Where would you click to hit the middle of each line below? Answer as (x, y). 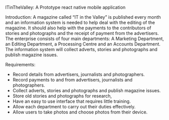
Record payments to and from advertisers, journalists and (72, 80)
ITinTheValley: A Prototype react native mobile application (65, 7)
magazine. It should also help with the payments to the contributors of (78, 28)
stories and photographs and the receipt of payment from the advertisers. (82, 33)
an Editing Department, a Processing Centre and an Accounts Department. (83, 44)
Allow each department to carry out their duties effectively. (74, 107)
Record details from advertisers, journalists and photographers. (79, 74)
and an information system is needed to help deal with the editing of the (80, 23)
